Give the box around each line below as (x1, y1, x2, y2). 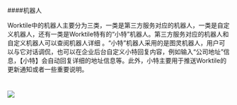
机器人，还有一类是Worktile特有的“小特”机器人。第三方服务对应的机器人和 (13, 30, 229, 38)
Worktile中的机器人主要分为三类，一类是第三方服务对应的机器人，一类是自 (7, 21, 224, 30)
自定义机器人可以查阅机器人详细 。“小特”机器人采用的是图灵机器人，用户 (7, 39, 219, 47)
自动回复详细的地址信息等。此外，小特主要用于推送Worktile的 (47, 56, 227, 65)
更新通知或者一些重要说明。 (7, 66, 88, 73)
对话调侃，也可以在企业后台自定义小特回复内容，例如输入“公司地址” (25, 48, 224, 56)
